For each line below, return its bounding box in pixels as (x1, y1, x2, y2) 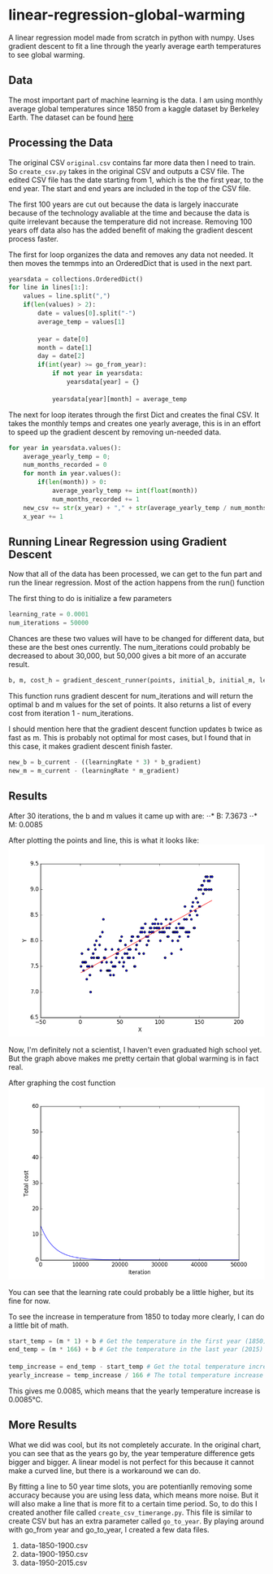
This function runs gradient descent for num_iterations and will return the (8, 691, 253, 700)
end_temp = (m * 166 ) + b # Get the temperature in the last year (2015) (8, 1345, 264, 1354)
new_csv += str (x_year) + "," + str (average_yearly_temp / (23, 504, 227, 512)
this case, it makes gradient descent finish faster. (8, 742, 173, 751)
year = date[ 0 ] (37, 335, 89, 343)
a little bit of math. (8, 1320, 69, 1330)
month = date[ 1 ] (37, 343, 93, 351)
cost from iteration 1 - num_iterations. (8, 709, 134, 717)
